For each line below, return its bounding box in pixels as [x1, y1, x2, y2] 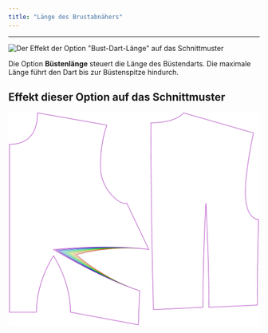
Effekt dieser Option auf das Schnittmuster [8, 90, 226, 104]
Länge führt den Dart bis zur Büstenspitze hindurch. [8, 67, 179, 77]
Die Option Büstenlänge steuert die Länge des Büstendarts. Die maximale [8, 58, 251, 68]
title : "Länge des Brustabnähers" [8, 13, 124, 21]
